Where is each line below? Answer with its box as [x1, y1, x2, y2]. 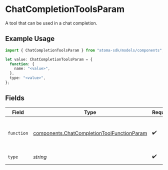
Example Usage [5, 34, 55, 43]
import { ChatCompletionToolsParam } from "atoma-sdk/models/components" [5, 47, 162, 53]
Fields [5, 94, 25, 102]
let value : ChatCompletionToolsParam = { [5, 56, 93, 62]
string [33, 153, 47, 160]
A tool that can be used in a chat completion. [5, 20, 97, 26]
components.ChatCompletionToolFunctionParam [33, 129, 147, 136]
